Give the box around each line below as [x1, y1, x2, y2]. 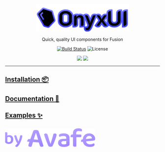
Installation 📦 [5, 76, 49, 84]
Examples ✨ [5, 111, 43, 120]
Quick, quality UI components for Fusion [41, 36, 124, 42]
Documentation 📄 [5, 95, 60, 103]
